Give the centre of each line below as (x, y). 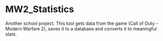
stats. (11, 34)
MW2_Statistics (40, 9)
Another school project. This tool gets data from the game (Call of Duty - (82, 23)
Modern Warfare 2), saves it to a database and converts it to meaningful (81, 28)
